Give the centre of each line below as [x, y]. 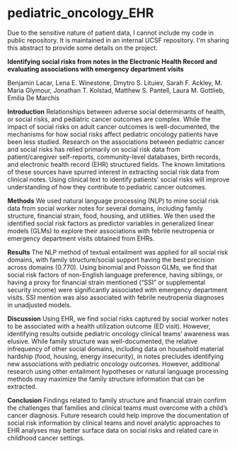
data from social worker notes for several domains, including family [105, 208]
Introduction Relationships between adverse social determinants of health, [117, 111]
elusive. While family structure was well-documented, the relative [103, 341]
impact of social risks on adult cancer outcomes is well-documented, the [114, 126]
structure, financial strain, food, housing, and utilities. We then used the [111, 216]
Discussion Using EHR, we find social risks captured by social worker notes [118, 318]
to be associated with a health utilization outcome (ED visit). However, [109, 326]
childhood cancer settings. [46, 438]
